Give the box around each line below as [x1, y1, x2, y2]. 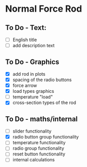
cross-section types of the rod [12, 99, 76, 106]
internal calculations [12, 157, 55, 163]
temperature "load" [12, 94, 53, 100]
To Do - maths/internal [5, 115, 78, 123]
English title [12, 37, 37, 43]
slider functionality [12, 128, 52, 135]
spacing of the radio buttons [12, 77, 72, 83]
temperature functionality [12, 140, 66, 146]
